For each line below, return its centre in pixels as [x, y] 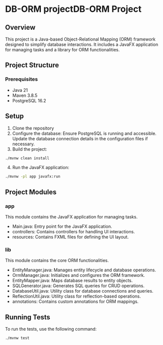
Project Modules [31, 192]
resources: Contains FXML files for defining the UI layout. [70, 237]
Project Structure [32, 65]
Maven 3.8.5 [25, 95]
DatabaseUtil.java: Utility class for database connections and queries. [83, 291]
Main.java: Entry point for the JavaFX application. [62, 226]
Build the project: [30, 149]
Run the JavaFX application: [41, 168]
